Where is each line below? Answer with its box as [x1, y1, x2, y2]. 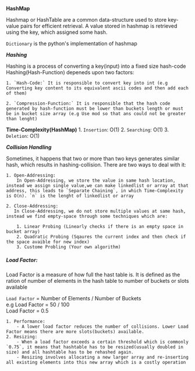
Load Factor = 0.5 [6, 307, 49, 314]
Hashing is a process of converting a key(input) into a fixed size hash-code [6, 63, 186, 70]
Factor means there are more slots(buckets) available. [6, 328, 144, 335]
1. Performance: [6, 318, 45, 324]
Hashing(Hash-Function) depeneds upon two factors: [6, 69, 134, 75]
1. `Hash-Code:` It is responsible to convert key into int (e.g [6, 80, 168, 86]
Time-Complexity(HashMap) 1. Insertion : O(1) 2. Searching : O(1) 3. [6, 126, 169, 133]
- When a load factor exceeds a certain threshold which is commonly [16, 339, 189, 345]
